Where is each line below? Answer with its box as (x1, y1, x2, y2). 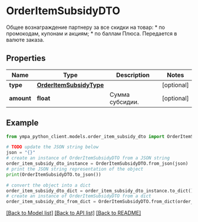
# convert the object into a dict (6, 182, 91, 188)
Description (115, 71, 150, 79)
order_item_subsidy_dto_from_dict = (6, 199, 96, 205)
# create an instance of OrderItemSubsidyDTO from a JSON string (6, 155, 170, 161)
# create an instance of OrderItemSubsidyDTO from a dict (6, 193, 151, 199)
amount (9, 94, 31, 102)
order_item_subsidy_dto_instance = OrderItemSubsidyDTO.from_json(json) (6, 161, 189, 166)
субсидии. (109, 97, 139, 106)
